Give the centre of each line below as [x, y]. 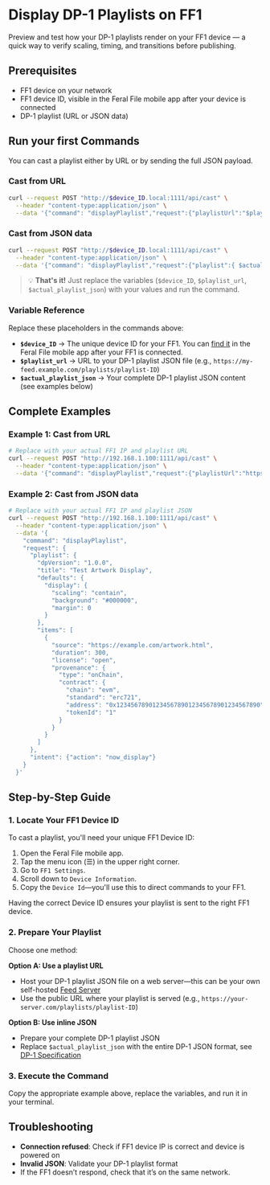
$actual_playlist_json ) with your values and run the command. [134, 289]
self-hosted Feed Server [60, 990]
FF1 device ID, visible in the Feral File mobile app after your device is [133, 99]
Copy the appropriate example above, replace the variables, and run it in [128, 1093]
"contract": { [82, 683]
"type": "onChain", [92, 675]
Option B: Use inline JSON [53, 1022]
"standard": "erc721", [104, 698]
